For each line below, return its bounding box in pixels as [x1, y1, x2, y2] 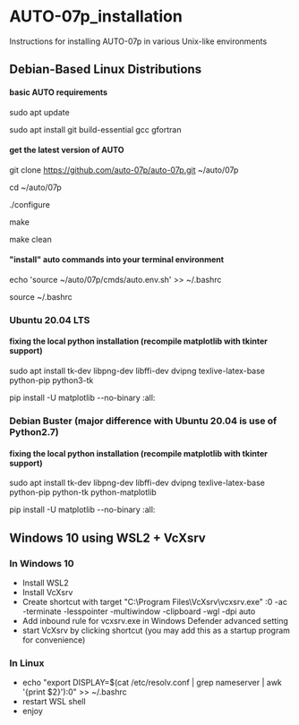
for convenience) [21, 634, 86, 645]
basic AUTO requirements [9, 87, 108, 98]
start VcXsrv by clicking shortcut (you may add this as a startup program [21, 625, 291, 635]
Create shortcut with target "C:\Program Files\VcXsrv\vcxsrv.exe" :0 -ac [21, 596, 288, 607]
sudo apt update [9, 107, 70, 117]
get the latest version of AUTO [9, 145, 124, 156]
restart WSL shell [21, 696, 87, 707]
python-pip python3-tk [9, 375, 94, 386]
